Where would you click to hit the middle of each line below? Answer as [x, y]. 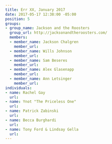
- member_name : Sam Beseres [39, 60]
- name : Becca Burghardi [31, 120]
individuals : [19, 88]
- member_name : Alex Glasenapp [42, 70]
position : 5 [17, 19]
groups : [13, 24]
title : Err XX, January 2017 [35, 10]
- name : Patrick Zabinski [32, 111]
